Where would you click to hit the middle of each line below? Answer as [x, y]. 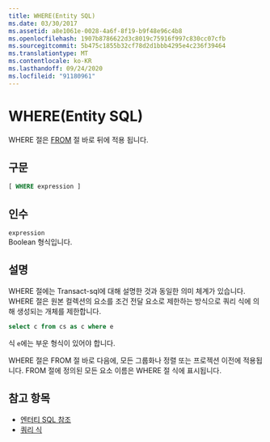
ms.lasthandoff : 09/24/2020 [56, 69]
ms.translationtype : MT [49, 53]
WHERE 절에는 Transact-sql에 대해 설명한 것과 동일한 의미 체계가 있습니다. [127, 291]
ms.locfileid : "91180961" [52, 76]
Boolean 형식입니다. [40, 242]
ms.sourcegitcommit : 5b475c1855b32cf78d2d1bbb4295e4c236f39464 [117, 46]
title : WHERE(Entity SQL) [52, 16]
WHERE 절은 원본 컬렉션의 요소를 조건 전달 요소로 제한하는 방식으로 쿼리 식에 [130, 301]
